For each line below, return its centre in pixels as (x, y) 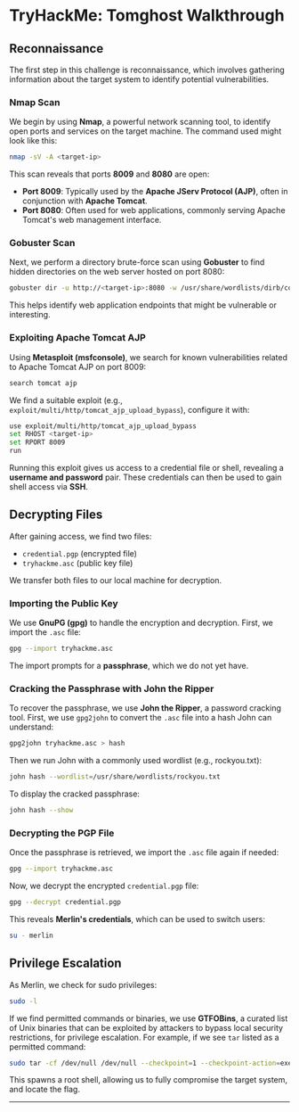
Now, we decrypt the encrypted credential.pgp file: (104, 886)
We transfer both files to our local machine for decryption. (116, 580)
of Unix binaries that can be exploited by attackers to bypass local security (146, 1027)
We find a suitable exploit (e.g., (66, 400)
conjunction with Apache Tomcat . (85, 201)
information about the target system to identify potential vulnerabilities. (139, 79)
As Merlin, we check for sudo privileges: (83, 984)
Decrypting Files (56, 515)
